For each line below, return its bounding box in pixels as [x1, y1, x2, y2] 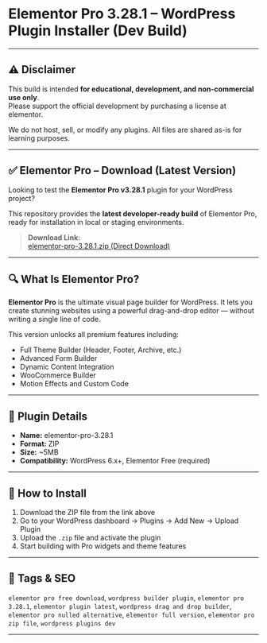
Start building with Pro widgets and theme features [19, 541, 187, 551]
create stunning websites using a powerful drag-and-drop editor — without [8, 306, 254, 316]
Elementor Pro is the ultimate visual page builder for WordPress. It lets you [8, 297, 253, 307]
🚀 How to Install [8, 486, 87, 500]
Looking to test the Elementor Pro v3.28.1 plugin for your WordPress [8, 184, 233, 195]
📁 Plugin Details [8, 409, 87, 423]
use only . [8, 92, 40, 102]
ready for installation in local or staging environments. [8, 217, 184, 227]
